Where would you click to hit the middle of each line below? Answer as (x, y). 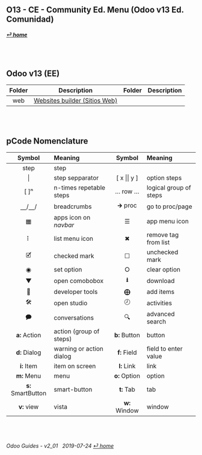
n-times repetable (80, 188)
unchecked (162, 252)
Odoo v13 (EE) (33, 73)
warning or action (79, 349)
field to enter (164, 349)
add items (161, 292)
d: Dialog (29, 352)
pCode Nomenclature (47, 141)
